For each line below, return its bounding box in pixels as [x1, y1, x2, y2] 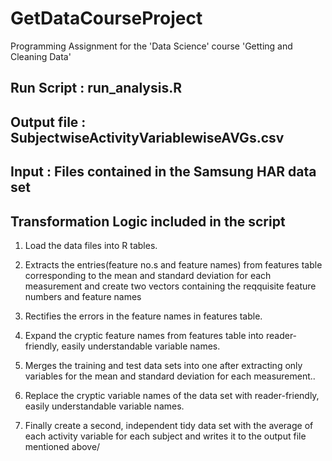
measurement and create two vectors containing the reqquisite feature [24, 280, 317, 292]
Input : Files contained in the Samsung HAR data [10, 163, 317, 181]
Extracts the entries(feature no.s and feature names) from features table [24, 258, 323, 271]
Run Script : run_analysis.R [10, 80, 182, 97]
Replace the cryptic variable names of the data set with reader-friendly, [24, 389, 320, 401]
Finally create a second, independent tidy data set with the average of [24, 419, 314, 431]
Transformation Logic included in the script [10, 213, 286, 230]
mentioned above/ [24, 440, 101, 452]
